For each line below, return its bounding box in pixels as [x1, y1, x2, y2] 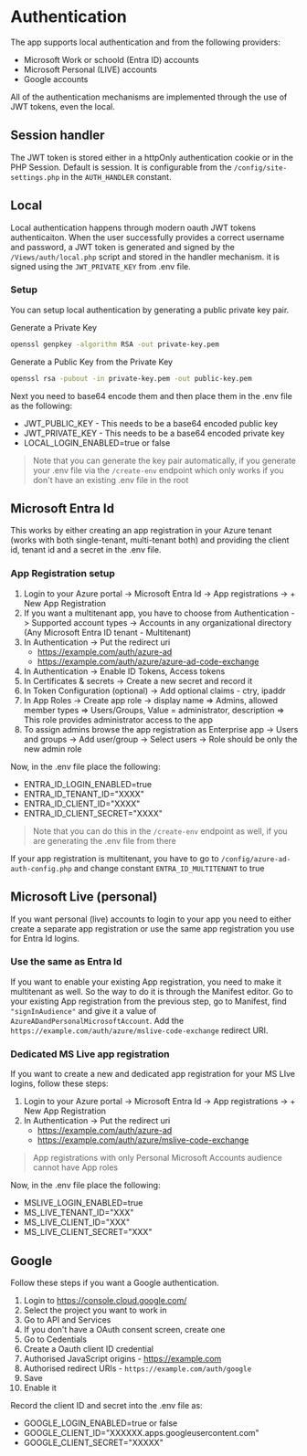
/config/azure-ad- [220, 854, 291, 864]
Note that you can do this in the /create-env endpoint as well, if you [32, 825, 288, 837]
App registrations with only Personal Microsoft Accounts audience [32, 1153, 282, 1164]
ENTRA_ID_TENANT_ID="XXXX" [23, 788, 144, 799]
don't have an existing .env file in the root [32, 474, 189, 485]
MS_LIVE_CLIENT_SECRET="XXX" [23, 1227, 153, 1238]
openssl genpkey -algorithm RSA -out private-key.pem [10, 340, 220, 349]
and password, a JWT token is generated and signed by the [10, 241, 236, 252]
